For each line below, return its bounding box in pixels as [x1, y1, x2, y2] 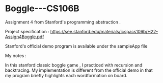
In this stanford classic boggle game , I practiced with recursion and [5, 62, 142, 68]
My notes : [5, 52, 27, 59]
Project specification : [5, 28, 50, 34]
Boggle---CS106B [5, 3, 80, 14]
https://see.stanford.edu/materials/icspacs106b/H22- [50, 28, 158, 34]
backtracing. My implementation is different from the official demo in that [5, 67, 153, 73]
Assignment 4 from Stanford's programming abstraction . [5, 19, 121, 25]
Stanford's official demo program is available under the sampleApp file [5, 43, 148, 49]
